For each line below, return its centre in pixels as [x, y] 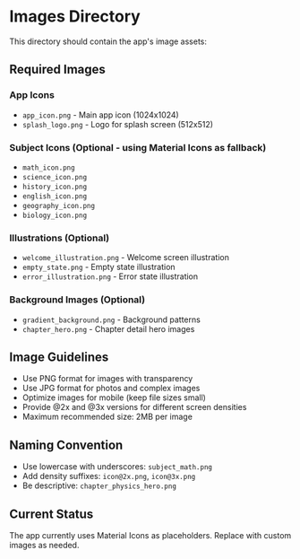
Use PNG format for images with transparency [107, 379]
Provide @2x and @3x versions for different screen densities [134, 407]
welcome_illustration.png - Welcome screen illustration [126, 258]
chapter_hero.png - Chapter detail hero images [108, 328]
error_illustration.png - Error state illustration [110, 276]
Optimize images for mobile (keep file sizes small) [114, 397]
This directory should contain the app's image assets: [108, 41]
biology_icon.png [55, 215]
